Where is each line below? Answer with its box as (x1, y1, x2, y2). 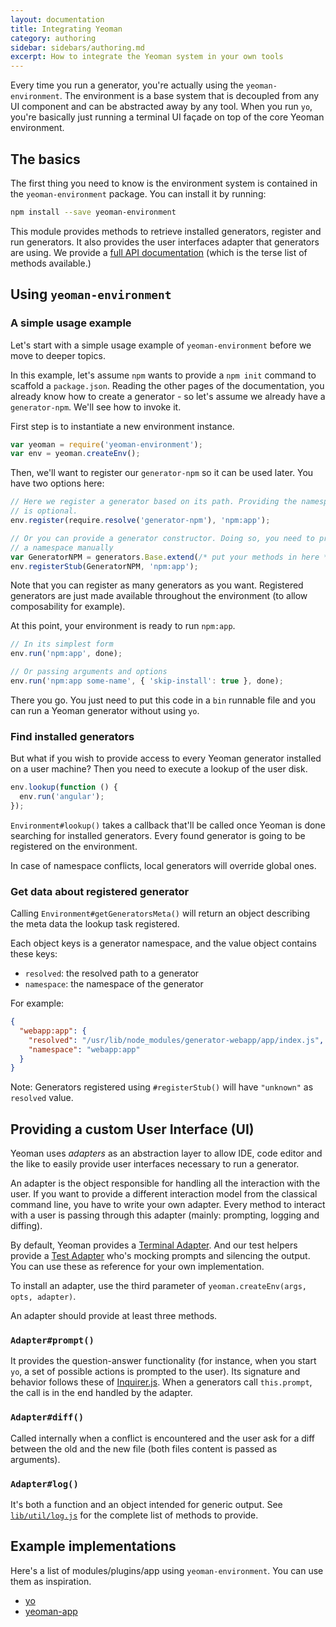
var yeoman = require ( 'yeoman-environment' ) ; (10, 439, 203, 450)
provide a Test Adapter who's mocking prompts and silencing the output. (10, 1250, 311, 1262)
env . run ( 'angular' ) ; (19, 792, 105, 802)
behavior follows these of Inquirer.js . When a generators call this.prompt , (10, 1376, 313, 1388)
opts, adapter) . (10, 1291, 77, 1303)
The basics (10, 151, 81, 168)
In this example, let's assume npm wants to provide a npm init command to (10, 369, 317, 381)
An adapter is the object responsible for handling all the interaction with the (10, 1177, 321, 1190)
